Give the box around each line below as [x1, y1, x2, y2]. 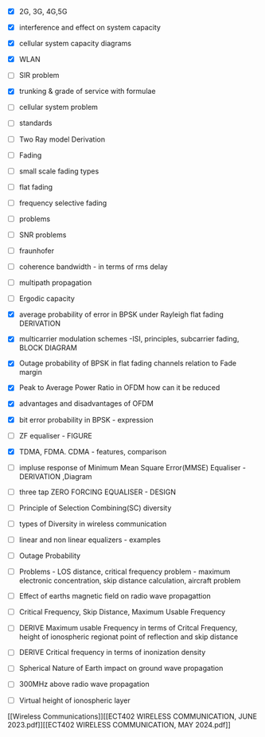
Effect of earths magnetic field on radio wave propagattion [18, 591, 212, 601]
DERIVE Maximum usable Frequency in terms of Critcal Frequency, [18, 623, 238, 633]
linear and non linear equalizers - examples [18, 535, 161, 544]
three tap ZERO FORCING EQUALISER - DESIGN [18, 487, 177, 497]
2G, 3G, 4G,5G [18, 7, 68, 16]
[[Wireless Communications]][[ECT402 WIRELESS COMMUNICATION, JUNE [7, 712, 258, 721]
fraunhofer [18, 246, 55, 255]
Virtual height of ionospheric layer [18, 696, 131, 705]
